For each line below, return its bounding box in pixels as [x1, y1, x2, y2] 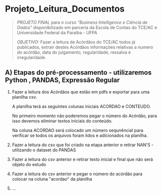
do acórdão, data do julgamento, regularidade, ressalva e [16, 49, 131, 55]
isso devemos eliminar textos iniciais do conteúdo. [12, 118, 113, 124]
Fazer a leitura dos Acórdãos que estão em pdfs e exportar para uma [12, 89, 150, 95]
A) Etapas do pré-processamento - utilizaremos [5, 69, 152, 77]
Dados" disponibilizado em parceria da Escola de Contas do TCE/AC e [16, 24, 157, 30]
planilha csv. [12, 94, 37, 100]
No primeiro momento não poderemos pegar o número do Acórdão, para [12, 113, 157, 119]
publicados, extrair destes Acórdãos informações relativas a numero [16, 44, 153, 50]
